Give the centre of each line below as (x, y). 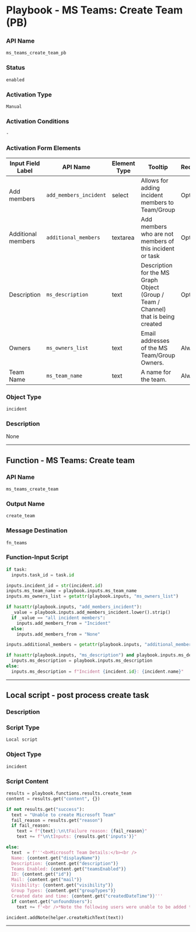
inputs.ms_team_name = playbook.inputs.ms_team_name (71, 591)
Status (15, 68)
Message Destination (37, 531)
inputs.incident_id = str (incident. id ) (55, 586)
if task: (17, 569)
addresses (155, 341)
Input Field (25, 163)
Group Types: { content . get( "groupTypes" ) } (64, 891)
